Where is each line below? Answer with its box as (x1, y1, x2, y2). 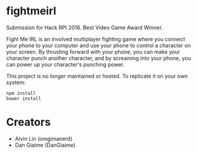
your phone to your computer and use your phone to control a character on (6, 42, 191, 49)
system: (6, 79, 26, 86)
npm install (6, 90, 36, 96)
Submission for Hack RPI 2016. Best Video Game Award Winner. (6, 24, 163, 31)
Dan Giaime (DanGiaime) (14, 141, 76, 149)
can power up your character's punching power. (6, 61, 125, 68)
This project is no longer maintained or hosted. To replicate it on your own (6, 72, 188, 79)
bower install (6, 96, 42, 101)
